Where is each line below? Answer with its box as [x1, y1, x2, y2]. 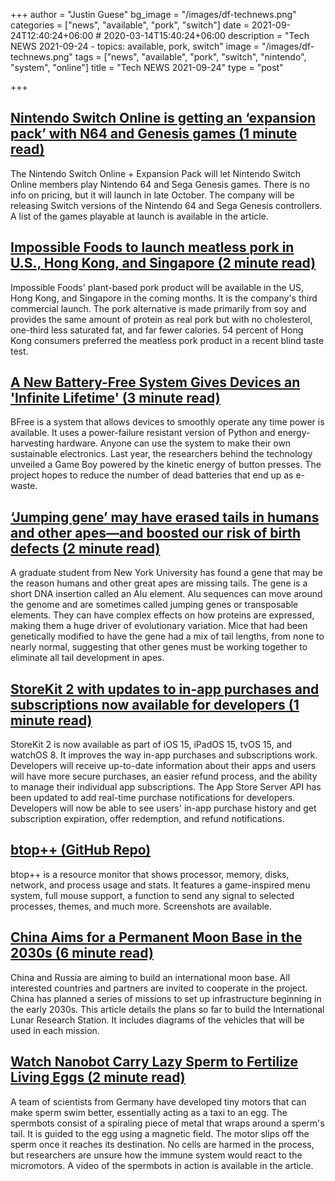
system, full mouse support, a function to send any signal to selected [10, 889, 295, 901]
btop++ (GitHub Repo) [10, 842, 152, 859]
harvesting [10, 437, 55, 449]
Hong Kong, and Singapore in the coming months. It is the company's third [10, 292, 318, 304]
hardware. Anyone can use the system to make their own [56, 437, 292, 449]
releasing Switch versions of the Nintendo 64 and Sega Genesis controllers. [10, 199, 323, 211]
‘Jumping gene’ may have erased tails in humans [10, 509, 320, 526]
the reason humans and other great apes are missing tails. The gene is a [10, 577, 308, 589]
